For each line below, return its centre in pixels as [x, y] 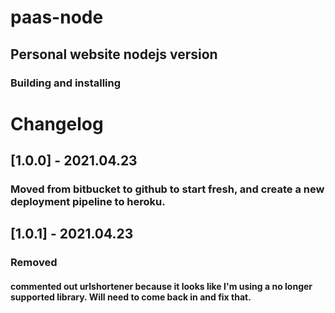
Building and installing [66, 83]
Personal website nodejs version [114, 54]
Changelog [57, 123]
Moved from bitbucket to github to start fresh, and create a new [167, 189]
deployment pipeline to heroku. [88, 201]
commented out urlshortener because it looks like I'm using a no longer [161, 286]
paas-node [57, 17]
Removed [34, 263]
